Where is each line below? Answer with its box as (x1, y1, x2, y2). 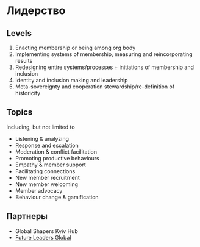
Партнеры (6, 211, 48, 221)
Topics (6, 107, 33, 118)
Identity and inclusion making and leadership (15, 77, 128, 84)
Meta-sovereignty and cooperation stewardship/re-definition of (15, 83, 175, 90)
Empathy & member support (15, 161, 87, 168)
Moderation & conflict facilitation (15, 148, 98, 156)
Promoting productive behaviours (15, 154, 99, 162)
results (15, 57, 33, 64)
